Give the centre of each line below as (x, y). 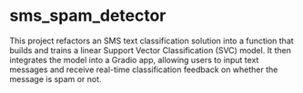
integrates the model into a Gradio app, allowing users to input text (134, 60)
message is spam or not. (56, 79)
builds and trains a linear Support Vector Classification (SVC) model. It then (150, 50)
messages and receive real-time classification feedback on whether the (144, 70)
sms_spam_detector (88, 16)
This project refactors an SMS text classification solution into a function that (151, 41)
